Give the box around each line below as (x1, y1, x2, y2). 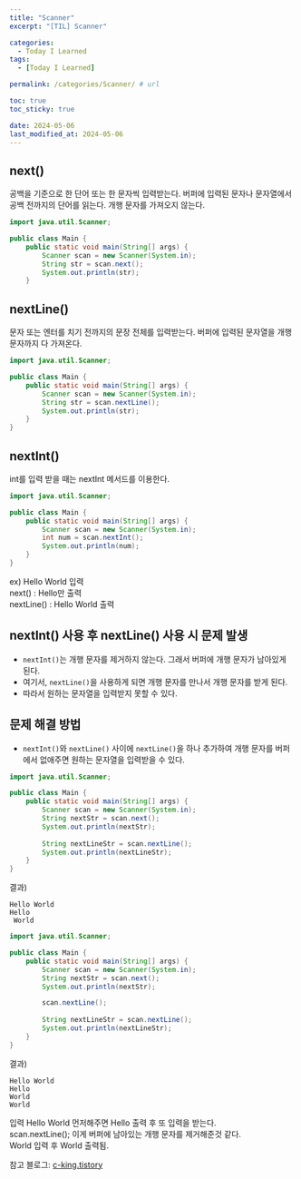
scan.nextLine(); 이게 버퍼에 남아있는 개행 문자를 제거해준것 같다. (9, 1128, 242, 1139)
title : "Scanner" (9, 13, 75, 23)
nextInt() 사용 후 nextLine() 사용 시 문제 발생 (9, 628, 248, 644)
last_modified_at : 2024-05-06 (9, 129, 124, 139)
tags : (9, 55, 30, 64)
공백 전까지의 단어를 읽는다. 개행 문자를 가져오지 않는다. (9, 200, 206, 211)
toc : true (9, 96, 47, 105)
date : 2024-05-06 (9, 121, 75, 130)
